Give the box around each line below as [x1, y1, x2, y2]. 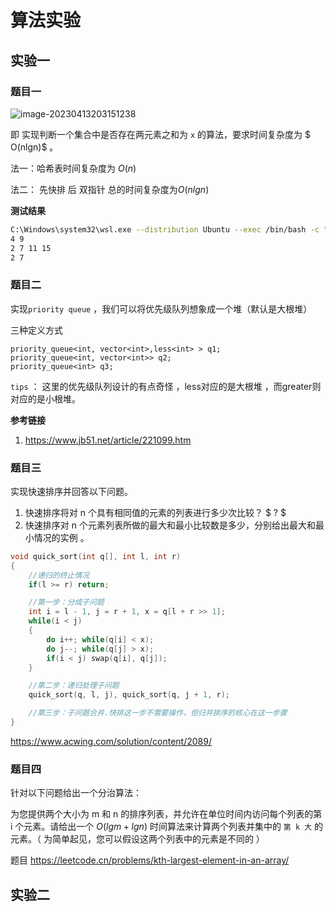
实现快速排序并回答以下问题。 [10, 485, 133, 497]
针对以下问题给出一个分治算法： [10, 787, 142, 799]
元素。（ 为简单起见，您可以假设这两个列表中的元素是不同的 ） [10, 833, 265, 845]
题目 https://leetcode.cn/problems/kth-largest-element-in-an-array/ [10, 854, 290, 866]
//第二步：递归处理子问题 [28, 681, 120, 691]
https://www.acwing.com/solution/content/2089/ [10, 735, 212, 747]
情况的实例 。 [33, 531, 90, 543]
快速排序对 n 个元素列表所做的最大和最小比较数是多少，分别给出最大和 [24, 519, 316, 531]
